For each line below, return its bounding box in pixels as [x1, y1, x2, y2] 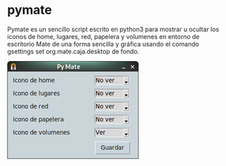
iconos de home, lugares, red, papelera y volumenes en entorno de [7, 32, 200, 40]
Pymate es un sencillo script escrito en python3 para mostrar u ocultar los [7, 25, 220, 33]
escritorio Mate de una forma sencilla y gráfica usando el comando [7, 40, 200, 48]
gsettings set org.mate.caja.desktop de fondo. [7, 47, 140, 56]
